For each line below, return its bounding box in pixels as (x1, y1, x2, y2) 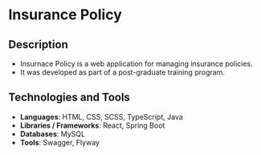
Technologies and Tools (8, 91, 131, 104)
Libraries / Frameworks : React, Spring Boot (19, 120, 165, 130)
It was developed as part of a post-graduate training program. (19, 67, 225, 77)
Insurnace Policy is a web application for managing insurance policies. (19, 59, 253, 68)
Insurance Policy (8, 6, 122, 24)
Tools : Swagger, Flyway (19, 137, 100, 147)
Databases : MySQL (19, 128, 86, 138)
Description (8, 38, 68, 51)
